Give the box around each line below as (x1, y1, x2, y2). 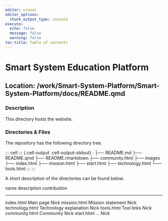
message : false (9, 31, 41, 36)
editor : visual (5, 7, 37, 13)
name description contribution (5, 185, 67, 191)
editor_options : (5, 12, 39, 17)
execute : (5, 21, 23, 27)
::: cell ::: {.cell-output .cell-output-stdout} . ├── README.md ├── (5, 149, 142, 156)
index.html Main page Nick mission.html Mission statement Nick (5, 199, 137, 205)
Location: (5, 81, 35, 90)
